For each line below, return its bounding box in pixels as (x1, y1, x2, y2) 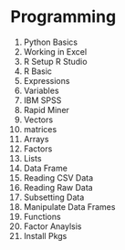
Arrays (23, 133, 49, 144)
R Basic (23, 66, 53, 77)
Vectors (23, 114, 54, 125)
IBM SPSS (23, 94, 62, 106)
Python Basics (23, 36, 78, 47)
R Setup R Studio (23, 56, 88, 67)
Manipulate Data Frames (23, 201, 116, 212)
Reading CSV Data (23, 172, 94, 183)
